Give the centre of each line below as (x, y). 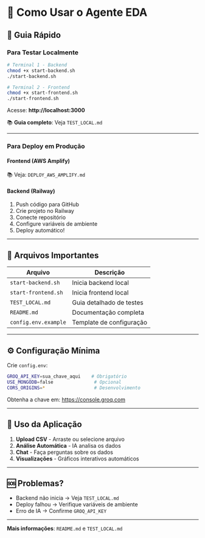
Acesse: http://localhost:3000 (46, 110)
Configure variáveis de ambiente (57, 224)
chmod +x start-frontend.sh (43, 93)
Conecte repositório (41, 217)
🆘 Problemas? (35, 483)
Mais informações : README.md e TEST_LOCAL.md (65, 529)
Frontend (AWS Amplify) (39, 160)
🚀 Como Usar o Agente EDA (77, 13)
